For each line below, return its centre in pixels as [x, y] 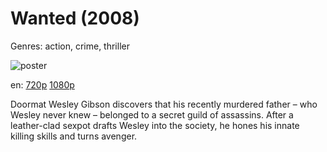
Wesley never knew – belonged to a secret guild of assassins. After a [152, 114]
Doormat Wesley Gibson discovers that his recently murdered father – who [164, 104]
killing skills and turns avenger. [74, 136]
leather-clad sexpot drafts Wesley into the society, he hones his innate [155, 125]
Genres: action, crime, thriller [70, 46]
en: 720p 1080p [42, 84]
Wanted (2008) [75, 18]
